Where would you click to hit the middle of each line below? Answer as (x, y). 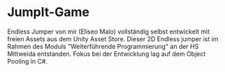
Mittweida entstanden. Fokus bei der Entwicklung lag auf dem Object (107, 54)
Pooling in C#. (27, 61)
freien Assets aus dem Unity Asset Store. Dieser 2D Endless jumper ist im (113, 38)
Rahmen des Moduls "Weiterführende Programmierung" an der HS (103, 46)
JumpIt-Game (48, 12)
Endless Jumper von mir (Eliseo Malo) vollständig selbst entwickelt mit (109, 31)
